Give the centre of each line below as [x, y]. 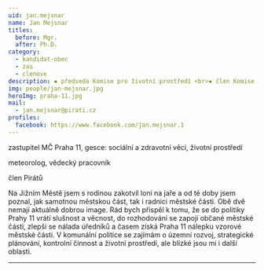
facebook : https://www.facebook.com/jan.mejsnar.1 [100, 125]
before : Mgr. [37, 37]
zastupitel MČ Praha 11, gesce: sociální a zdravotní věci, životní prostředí [125, 147]
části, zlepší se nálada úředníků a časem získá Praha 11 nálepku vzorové [125, 226]
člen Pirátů [26, 178]
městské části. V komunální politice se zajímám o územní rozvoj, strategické [131, 234]
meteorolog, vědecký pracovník [60, 163]
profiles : [24, 118]
